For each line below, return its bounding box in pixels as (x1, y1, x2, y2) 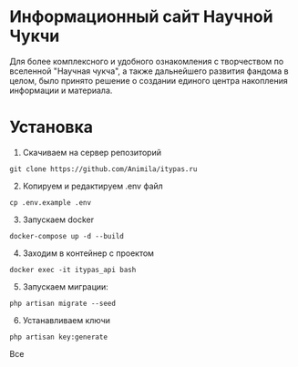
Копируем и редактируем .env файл (22, 180, 164, 191)
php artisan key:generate (9, 332, 108, 342)
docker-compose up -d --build (9, 231, 125, 240)
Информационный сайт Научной (9, 6, 273, 27)
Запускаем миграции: (22, 280, 109, 292)
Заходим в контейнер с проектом (22, 248, 155, 259)
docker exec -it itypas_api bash (9, 265, 137, 274)
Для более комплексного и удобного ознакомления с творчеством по (9, 56, 284, 66)
